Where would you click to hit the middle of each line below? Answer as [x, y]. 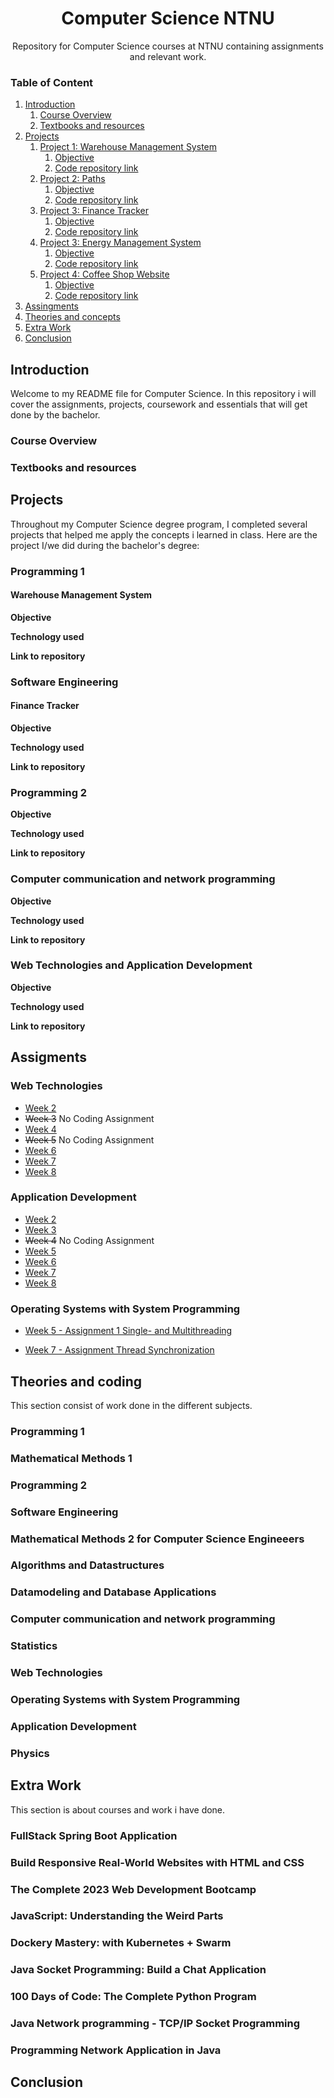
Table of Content [52, 82]
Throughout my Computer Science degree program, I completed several [159, 524]
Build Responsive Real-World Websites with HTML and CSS [157, 1862]
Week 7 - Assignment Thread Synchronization [119, 1350]
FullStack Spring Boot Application [94, 1835]
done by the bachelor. [55, 415]
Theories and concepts [72, 317]
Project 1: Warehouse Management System [128, 147]
